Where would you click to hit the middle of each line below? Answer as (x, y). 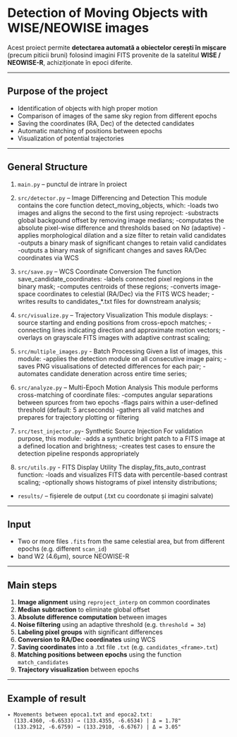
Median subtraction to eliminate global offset (84, 610)
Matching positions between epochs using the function (99, 654)
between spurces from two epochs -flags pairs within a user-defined (118, 402)
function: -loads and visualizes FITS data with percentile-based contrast (122, 475)
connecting (34, 330)
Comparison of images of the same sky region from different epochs (117, 116)
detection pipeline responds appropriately (78, 453)
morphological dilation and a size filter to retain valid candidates (133, 235)
